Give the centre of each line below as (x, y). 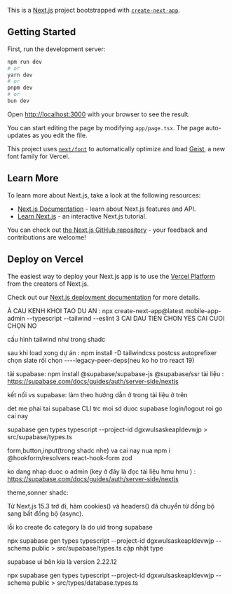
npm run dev (25, 62)
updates (19, 135)
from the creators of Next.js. (48, 284)
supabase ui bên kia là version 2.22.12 (62, 561)
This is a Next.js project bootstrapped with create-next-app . (94, 10)
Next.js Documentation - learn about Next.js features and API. (107, 209)
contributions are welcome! (47, 237)
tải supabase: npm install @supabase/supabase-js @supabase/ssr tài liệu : (116, 373)
